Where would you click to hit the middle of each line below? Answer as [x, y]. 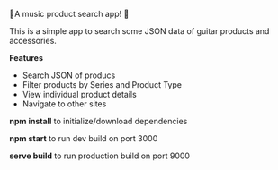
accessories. [33, 41]
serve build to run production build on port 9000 [100, 156]
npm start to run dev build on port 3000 [84, 138]
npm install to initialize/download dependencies [99, 121]
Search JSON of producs [69, 75]
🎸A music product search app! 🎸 [69, 14]
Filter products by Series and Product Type [102, 85]
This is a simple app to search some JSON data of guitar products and [139, 31]
